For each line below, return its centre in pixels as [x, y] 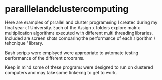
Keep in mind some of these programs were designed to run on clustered [79, 67]
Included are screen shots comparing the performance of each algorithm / [80, 38]
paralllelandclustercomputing [67, 9]
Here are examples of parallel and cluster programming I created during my [81, 22]
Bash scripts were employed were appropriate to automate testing [72, 53]
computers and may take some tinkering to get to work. [61, 72]
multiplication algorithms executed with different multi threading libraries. [79, 33]
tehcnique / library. [24, 43]
